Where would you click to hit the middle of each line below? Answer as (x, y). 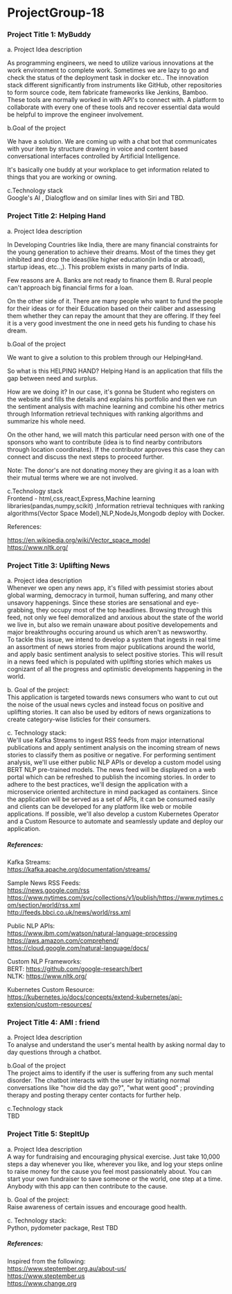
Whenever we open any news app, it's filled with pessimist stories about (110, 588)
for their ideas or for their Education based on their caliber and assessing (111, 308)
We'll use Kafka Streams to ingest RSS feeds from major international (106, 740)
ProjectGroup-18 (56, 13)
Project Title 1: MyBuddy (49, 35)
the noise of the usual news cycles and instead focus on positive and (106, 705)
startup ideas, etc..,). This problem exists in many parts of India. (98, 267)
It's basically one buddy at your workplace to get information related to (108, 170)
